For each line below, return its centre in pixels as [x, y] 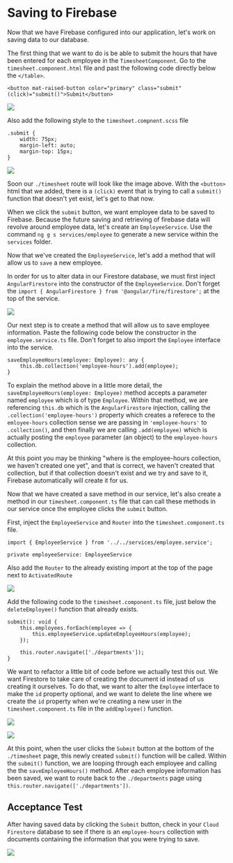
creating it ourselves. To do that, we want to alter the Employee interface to [113, 686]
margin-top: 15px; [46, 152]
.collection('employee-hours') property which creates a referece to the [111, 415]
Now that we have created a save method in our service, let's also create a [114, 494]
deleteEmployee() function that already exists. [73, 609]
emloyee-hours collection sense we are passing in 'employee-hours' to [107, 422]
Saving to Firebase [62, 13]
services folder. [30, 242]
